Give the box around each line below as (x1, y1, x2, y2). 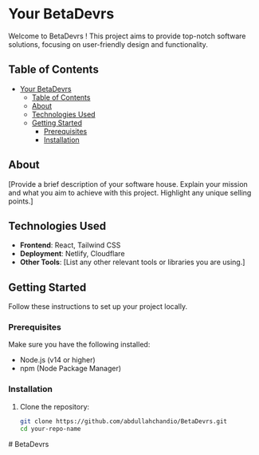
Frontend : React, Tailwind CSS (19, 240, 121, 250)
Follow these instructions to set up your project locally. (8, 302, 188, 311)
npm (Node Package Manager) (19, 364, 122, 374)
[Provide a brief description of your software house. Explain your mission (8, 179, 249, 188)
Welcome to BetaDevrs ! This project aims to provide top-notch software (8, 31, 246, 41)
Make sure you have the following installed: (8, 340, 151, 350)
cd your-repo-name (19, 425, 81, 433)
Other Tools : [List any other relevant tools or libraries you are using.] (19, 257, 245, 267)
